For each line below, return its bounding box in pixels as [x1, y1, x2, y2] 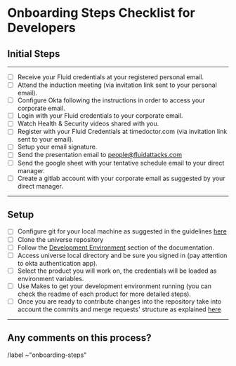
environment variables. [17, 274, 84, 283]
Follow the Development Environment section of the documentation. [17, 243, 214, 252]
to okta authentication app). [17, 259, 98, 267]
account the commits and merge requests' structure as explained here [17, 305, 221, 313]
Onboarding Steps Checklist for [7, 5, 195, 21]
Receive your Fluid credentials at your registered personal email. [17, 73, 204, 81]
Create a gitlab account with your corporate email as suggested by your [17, 174, 226, 182]
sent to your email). [17, 135, 74, 144]
